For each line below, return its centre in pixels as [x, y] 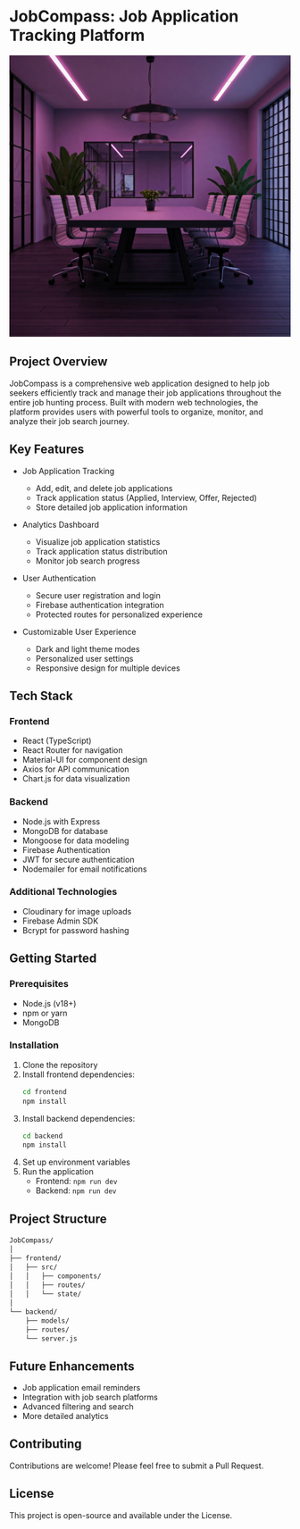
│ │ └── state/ [46, 1294]
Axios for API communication [75, 769]
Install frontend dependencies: [79, 1074]
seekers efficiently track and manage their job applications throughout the [146, 393]
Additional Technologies [63, 892]
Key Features [47, 450]
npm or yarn [45, 1013]
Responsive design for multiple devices [108, 668]
